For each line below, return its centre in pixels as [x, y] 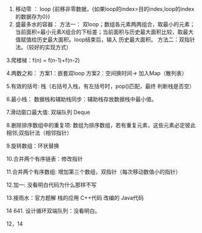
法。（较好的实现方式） [43, 47]
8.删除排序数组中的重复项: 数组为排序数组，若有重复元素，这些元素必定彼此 [101, 125]
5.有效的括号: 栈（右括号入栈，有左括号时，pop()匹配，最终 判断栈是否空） [101, 86]
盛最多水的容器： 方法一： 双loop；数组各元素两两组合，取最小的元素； [105, 24]
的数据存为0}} [33, 17]
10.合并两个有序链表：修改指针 [45, 159]
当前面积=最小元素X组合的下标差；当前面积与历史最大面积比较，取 [99, 32]
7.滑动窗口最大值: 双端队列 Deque [48, 112]
